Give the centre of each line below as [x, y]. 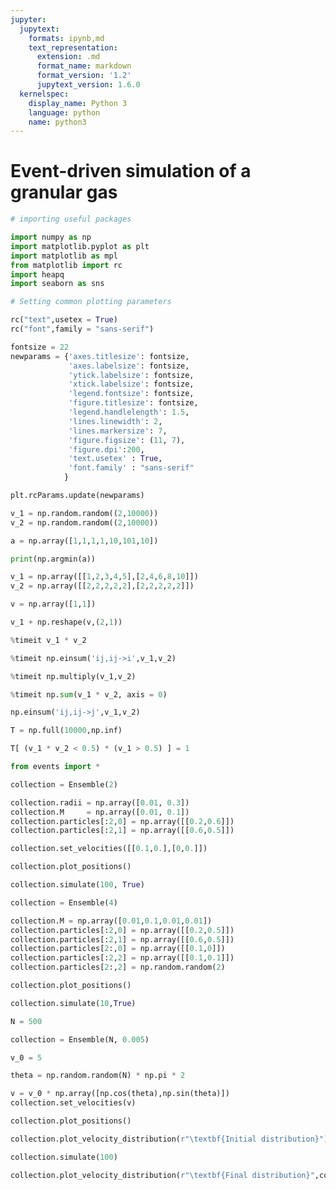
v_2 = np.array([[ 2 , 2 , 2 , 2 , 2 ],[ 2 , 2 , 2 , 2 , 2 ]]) [102, 586]
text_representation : [73, 47]
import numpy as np [51, 237]
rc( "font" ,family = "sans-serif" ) [82, 329]
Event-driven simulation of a [131, 171]
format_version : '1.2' [84, 76]
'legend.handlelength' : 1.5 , [129, 412]
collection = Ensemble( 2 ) [64, 784]
